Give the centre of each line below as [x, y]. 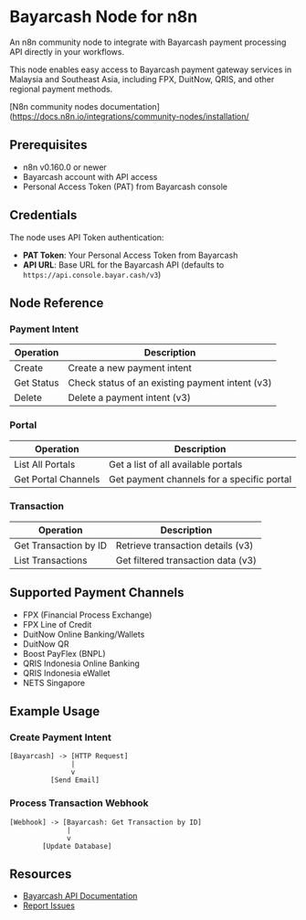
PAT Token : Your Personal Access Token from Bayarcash [130, 255]
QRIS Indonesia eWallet [67, 672]
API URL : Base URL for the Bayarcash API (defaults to [123, 264]
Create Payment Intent [60, 737]
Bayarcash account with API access [90, 176]
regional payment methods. [61, 89]
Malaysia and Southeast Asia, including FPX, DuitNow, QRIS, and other [142, 79]
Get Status [37, 383]
